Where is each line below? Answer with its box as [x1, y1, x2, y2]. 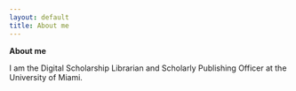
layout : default [9, 12, 69, 22]
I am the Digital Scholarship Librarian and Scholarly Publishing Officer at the [9, 63, 287, 73]
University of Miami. [9, 72, 83, 82]
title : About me [9, 21, 69, 30]
